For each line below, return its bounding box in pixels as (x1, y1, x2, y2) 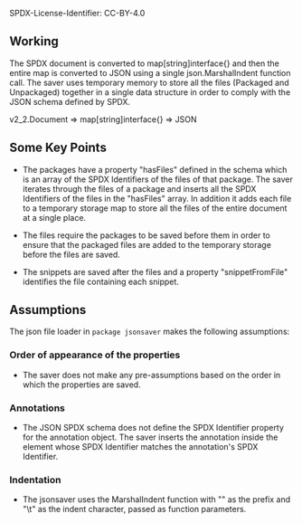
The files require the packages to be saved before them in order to (22, 230, 271, 241)
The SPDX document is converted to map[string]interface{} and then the (9, 58, 280, 69)
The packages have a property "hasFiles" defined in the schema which (22, 164, 288, 175)
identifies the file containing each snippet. (22, 276, 179, 287)
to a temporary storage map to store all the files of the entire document (22, 203, 288, 214)
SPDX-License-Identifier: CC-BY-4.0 (9, 8, 146, 18)
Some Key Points (9, 140, 107, 156)
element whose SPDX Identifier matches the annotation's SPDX (22, 442, 259, 452)
